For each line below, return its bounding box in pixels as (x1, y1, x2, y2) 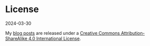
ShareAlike (5, 35, 28, 41)
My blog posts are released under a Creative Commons (5, 30, 120, 36)
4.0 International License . (28, 35, 82, 41)
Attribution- (120, 30, 145, 36)
